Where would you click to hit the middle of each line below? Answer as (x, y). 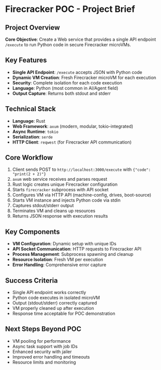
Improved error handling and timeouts (51, 357)
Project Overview (33, 28)
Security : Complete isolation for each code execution (67, 82)
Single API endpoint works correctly (49, 293)
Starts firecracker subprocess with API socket (60, 190)
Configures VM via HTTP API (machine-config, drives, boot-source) (82, 195)
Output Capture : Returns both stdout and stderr (61, 93)
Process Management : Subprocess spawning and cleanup (73, 254)
